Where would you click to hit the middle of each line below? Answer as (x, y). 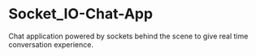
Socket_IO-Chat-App (80, 14)
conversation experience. (51, 44)
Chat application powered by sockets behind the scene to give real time (128, 36)
